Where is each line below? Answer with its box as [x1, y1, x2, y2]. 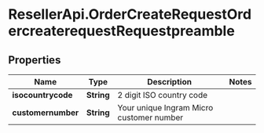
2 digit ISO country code [117, 90, 208, 100]
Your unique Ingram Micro [117, 102, 214, 113]
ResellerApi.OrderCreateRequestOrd [8, 5, 252, 23]
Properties [8, 53, 61, 66]
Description [146, 77, 192, 87]
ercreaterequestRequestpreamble [8, 22, 236, 40]
